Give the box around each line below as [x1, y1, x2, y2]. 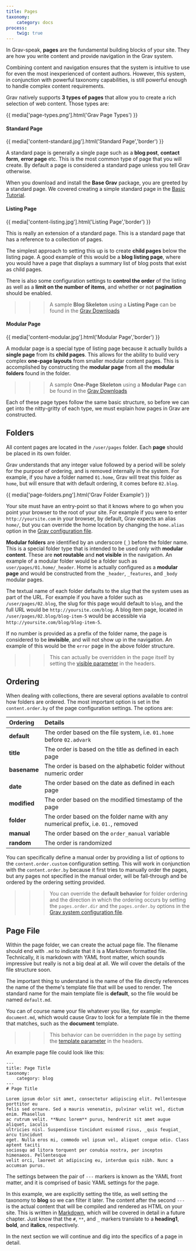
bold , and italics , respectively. [6, 1222, 79, 1229]
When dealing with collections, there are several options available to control [6, 692, 188, 700]
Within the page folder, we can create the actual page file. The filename [6, 941, 178, 948]
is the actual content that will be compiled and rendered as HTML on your [6, 1203, 183, 1210]
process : [6, 25, 27, 31]
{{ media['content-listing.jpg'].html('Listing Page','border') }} [6, 218, 151, 225]
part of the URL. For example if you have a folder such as [6, 594, 143, 601]
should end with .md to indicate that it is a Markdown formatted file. [6, 948, 167, 955]
